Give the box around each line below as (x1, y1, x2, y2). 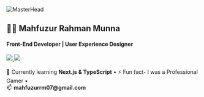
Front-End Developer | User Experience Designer (6, 40, 134, 48)
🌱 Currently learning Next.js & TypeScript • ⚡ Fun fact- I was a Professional (6, 68, 198, 76)
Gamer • (6, 77, 28, 84)
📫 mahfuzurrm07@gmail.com (6, 84, 86, 91)
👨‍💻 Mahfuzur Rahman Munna (6, 23, 121, 34)
